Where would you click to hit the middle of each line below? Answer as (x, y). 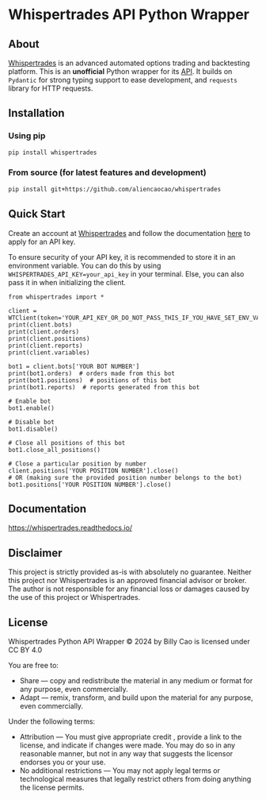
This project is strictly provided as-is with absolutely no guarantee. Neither (130, 572)
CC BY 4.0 (25, 650)
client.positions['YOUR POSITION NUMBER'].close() (93, 470)
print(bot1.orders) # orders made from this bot (92, 373)
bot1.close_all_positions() (55, 450)
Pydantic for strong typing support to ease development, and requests (123, 80)
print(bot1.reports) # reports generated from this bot (104, 387)
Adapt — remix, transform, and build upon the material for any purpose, (136, 698)
